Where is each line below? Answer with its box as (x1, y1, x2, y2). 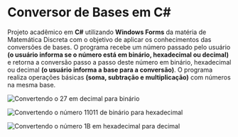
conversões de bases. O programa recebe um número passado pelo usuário (7, 43, 231, 51)
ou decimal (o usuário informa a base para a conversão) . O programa (7, 65, 213, 74)
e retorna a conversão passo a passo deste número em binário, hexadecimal (7, 57, 232, 66)
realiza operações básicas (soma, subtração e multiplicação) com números (7, 72, 231, 82)
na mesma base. (7, 80, 56, 89)
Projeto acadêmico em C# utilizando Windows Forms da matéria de (7, 28, 207, 36)
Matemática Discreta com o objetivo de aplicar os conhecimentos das (7, 35, 212, 43)
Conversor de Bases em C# (7, 4, 172, 21)
